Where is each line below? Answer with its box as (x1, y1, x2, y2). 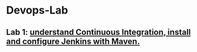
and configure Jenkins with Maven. (6, 36, 140, 46)
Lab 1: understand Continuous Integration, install (6, 27, 191, 37)
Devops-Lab (6, 4, 68, 17)
